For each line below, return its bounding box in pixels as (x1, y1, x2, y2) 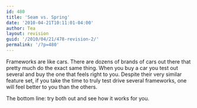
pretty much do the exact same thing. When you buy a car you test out (6, 64, 179, 71)
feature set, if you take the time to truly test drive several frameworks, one (6, 77, 187, 84)
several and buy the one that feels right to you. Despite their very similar (6, 71, 182, 78)
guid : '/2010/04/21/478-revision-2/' (6, 36, 99, 42)
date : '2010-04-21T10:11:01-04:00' (6, 20, 94, 26)
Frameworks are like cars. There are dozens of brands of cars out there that (6, 58, 191, 65)
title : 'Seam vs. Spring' (6, 14, 70, 20)
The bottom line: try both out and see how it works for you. (6, 94, 150, 101)
